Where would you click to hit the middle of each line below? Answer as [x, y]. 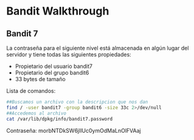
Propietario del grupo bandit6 [52, 73]
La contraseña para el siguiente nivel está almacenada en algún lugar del [98, 48]
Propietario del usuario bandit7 [54, 66]
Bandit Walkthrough [58, 11]
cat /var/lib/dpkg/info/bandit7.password [60, 119]
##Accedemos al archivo [36, 113]
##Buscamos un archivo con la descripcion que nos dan [77, 102]
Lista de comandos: [31, 91]
